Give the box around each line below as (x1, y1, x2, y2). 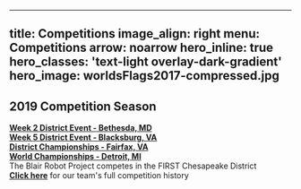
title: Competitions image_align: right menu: (9, 26, 260, 41)
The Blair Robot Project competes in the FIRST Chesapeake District (9, 160, 257, 171)
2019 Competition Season (9, 99, 157, 114)
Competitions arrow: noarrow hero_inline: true (9, 40, 274, 56)
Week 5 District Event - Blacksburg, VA (9, 132, 158, 143)
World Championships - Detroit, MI (9, 151, 142, 162)
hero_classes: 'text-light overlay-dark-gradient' (9, 55, 282, 70)
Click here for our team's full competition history (9, 170, 190, 181)
